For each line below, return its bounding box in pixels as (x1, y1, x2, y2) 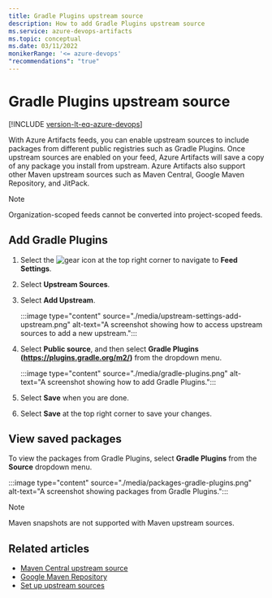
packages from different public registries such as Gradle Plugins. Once (8, 143, 246, 153)
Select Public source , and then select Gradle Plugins (19, 343, 199, 354)
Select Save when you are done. (19, 392, 130, 403)
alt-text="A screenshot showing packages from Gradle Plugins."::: (8, 487, 229, 496)
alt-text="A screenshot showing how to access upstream (72, 319, 262, 330)
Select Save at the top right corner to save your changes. (19, 408, 213, 418)
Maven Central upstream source (19, 563, 128, 574)
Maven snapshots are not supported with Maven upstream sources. (8, 518, 235, 528)
